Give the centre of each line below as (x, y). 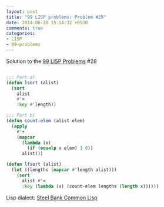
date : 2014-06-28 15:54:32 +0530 (47, 22)
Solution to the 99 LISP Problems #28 (51, 61)
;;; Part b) (21, 116)
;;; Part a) (21, 77)
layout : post (22, 11)
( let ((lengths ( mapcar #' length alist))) (64, 170)
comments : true (25, 28)
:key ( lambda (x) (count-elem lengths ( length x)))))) (90, 186)
